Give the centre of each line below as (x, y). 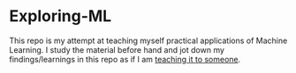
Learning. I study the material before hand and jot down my (117, 49)
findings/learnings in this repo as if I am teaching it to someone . (125, 59)
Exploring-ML (61, 16)
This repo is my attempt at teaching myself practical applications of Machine (148, 40)
